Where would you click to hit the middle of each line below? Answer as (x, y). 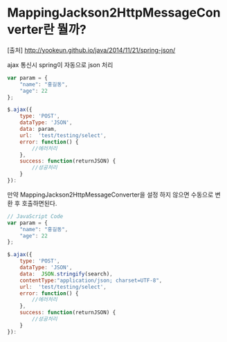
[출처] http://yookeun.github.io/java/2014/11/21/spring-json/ (91, 50)
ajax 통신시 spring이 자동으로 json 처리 (60, 64)
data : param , (38, 129)
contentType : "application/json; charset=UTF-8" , (91, 280)
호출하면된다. (39, 203)
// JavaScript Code (35, 216)
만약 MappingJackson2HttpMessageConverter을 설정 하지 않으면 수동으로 (110, 195)
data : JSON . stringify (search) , (66, 274)
